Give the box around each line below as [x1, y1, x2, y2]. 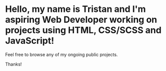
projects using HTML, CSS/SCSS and [5, 25, 161, 36]
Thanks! [5, 61, 22, 67]
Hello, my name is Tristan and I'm [5, 3, 146, 15]
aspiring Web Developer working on [5, 14, 157, 25]
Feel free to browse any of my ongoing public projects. [5, 51, 118, 58]
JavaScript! [5, 35, 54, 47]
